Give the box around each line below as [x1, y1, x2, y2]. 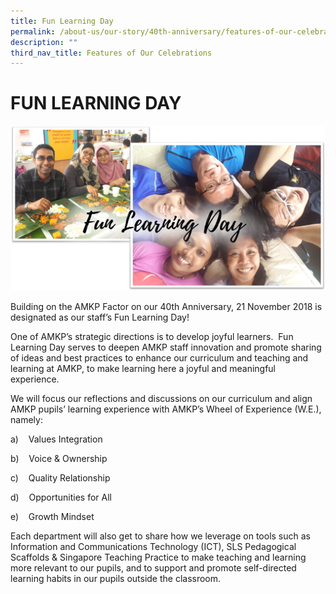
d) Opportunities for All [10, 491, 112, 504]
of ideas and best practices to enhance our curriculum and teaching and [10, 352, 309, 364]
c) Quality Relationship [10, 472, 111, 484]
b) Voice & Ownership [10, 453, 108, 465]
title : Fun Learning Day [10, 16, 114, 26]
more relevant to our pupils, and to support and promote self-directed [10, 562, 297, 574]
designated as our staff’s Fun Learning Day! [10, 311, 190, 324]
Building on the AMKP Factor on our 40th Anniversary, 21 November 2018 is [10, 301, 323, 313]
